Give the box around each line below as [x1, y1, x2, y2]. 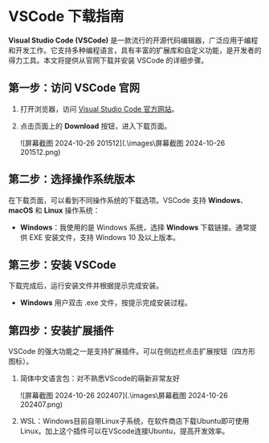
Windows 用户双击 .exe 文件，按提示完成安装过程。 [19, 298, 192, 307]
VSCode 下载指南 [8, 7, 124, 26]
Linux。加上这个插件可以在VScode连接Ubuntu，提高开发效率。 [19, 426, 230, 436]
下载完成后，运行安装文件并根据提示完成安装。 [8, 281, 163, 291]
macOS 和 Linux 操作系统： [8, 205, 100, 215]
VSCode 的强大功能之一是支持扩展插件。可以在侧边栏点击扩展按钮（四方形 [8, 347, 255, 356]
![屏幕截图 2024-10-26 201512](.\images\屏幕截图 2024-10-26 [19, 138, 226, 148]
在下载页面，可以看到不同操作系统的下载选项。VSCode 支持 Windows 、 [8, 195, 247, 205]
